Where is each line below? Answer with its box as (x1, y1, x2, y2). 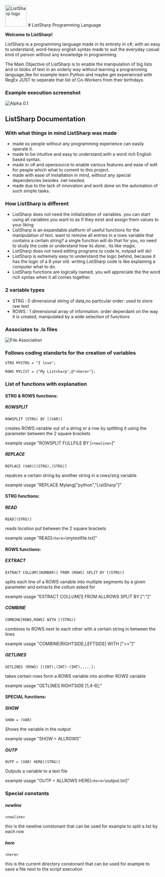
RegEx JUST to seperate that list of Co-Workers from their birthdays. (5, 77, 144, 83)
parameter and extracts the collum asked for (5, 584, 96, 590)
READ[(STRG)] (5, 517, 32, 522)
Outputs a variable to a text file (5, 768, 67, 774)
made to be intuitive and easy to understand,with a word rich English (12, 151, 152, 157)
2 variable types (5, 287, 45, 293)
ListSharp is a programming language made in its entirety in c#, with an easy (5, 41, 161, 47)
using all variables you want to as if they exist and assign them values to (12, 217, 159, 222)
